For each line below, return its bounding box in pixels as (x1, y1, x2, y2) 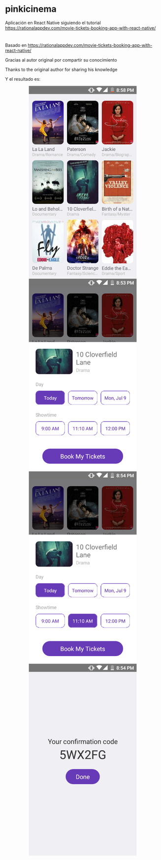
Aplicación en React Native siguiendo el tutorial (5, 20, 101, 26)
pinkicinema (5, 3, 57, 15)
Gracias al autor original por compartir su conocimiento (5, 57, 117, 63)
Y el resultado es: (5, 76, 41, 82)
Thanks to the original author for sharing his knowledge (5, 66, 118, 72)
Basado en (5, 42, 27, 48)
